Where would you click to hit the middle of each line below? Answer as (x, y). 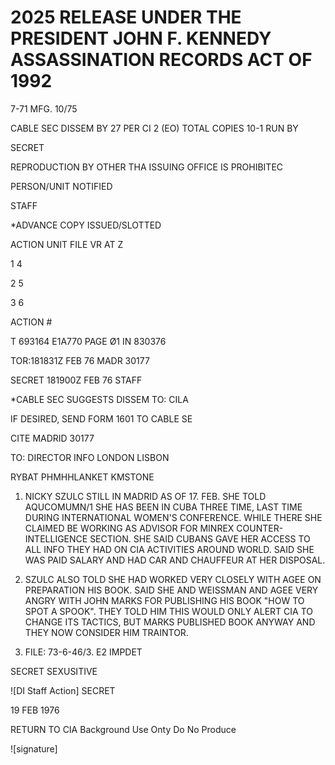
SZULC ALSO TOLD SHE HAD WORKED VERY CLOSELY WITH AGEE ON (173, 579)
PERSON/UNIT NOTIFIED (61, 186)
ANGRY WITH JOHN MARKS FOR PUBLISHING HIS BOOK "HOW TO (164, 600)
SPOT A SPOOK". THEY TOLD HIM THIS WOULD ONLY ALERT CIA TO (169, 611)
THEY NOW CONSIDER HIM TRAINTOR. (106, 632)
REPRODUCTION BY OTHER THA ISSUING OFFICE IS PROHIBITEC (147, 167)
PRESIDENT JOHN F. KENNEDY (141, 38)
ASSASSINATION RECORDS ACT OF (161, 60)
